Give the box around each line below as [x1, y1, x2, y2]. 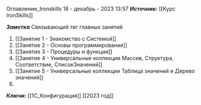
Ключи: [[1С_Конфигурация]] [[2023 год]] [6, 92, 114, 99]
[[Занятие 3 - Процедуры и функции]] [15, 48, 113, 55]
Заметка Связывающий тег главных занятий [6, 24, 123, 30]
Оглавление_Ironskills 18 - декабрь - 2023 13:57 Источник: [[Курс [6, 5, 176, 12]
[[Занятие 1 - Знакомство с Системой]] [15, 35, 117, 42]
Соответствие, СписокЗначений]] [15, 61, 103, 68]
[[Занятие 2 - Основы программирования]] [15, 42, 128, 49]
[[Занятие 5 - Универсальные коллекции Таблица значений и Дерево [15, 67, 196, 75]
